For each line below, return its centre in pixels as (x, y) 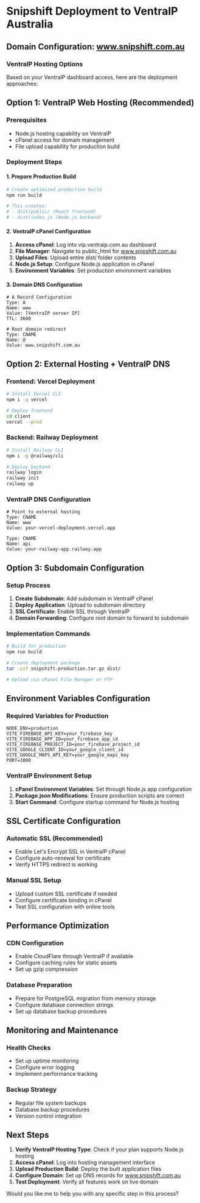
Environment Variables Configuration (78, 699)
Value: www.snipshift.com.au (43, 345)
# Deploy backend (28, 467)
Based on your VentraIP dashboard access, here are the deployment (92, 77)
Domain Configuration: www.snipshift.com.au (96, 47)
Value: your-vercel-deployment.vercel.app (61, 528)
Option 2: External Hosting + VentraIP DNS (88, 364)
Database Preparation (39, 985)
